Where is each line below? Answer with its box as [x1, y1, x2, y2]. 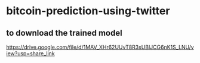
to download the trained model [6, 28, 122, 38]
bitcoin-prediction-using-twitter [6, 4, 170, 18]
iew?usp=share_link [6, 50, 55, 57]
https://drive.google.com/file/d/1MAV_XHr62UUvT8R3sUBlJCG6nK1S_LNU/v [6, 43, 194, 51]
